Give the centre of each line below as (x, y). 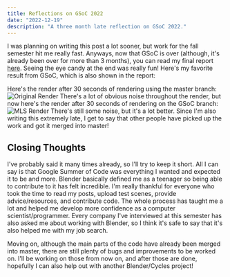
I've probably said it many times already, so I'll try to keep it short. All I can (113, 164)
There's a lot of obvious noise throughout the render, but (140, 96)
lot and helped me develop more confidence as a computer (92, 208)
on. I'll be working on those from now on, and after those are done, (102, 259)
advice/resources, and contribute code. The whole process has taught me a (115, 201)
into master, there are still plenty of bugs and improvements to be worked (112, 251)
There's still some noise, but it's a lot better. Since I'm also (133, 111)
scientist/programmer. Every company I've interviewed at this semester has (115, 216)
